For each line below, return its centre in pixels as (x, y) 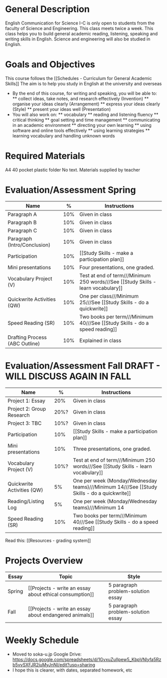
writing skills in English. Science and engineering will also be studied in (78, 39)
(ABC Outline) (24, 343)
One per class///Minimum (109, 296)
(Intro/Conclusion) (29, 245)
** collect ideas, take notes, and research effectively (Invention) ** (81, 98)
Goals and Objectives (50, 65)
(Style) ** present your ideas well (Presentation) (61, 109)
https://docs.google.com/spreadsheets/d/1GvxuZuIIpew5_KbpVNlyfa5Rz (87, 659)
